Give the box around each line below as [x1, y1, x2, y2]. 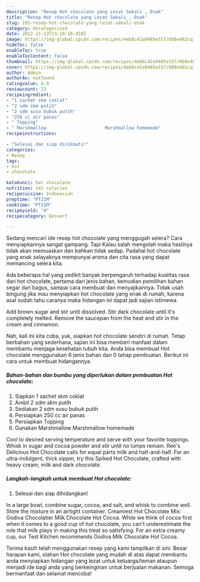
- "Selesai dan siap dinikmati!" [6, 141, 89, 147]
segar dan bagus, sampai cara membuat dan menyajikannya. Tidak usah [6, 284, 184, 291]
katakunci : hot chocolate [6, 180, 70, 186]
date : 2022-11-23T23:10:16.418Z [6, 31, 86, 37]
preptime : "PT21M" [6, 196, 52, 203]
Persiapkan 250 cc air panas [14, 412, 85, 419]
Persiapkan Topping [14, 418, 64, 425]
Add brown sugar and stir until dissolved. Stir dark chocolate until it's [6, 308, 176, 316]
